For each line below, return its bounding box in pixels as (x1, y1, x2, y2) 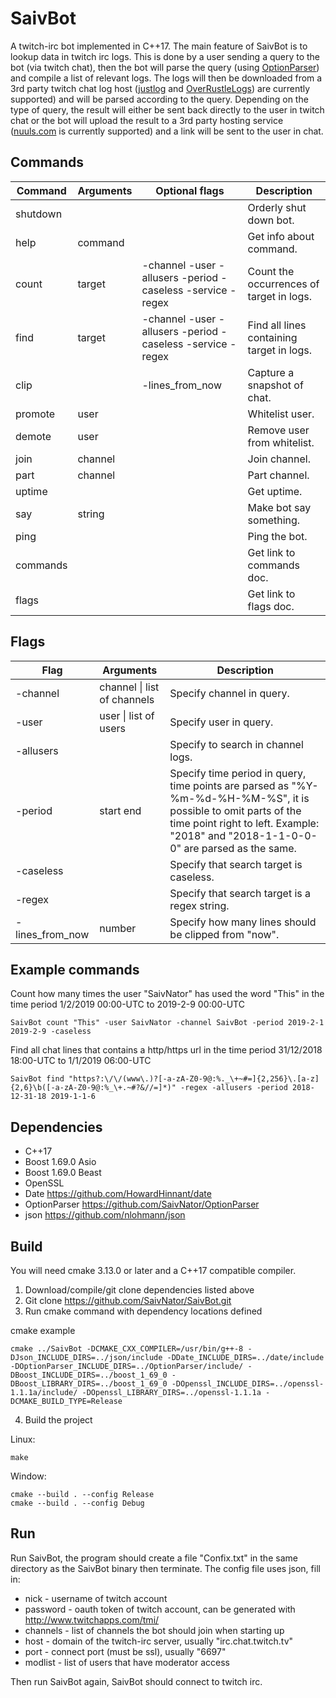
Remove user (247, 423, 310, 437)
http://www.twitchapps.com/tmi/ (24, 1613, 160, 1626)
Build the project (24, 1414, 93, 1426)
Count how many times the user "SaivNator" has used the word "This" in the (10, 988, 325, 1000)
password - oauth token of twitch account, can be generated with (24, 1603, 296, 1615)
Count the (247, 264, 295, 278)
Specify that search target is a (169, 886, 312, 900)
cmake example (10, 1325, 76, 1336)
